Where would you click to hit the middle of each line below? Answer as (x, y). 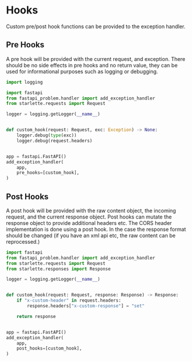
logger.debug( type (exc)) (47, 135)
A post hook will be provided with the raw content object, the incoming (91, 210)
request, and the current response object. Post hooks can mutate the (89, 217)
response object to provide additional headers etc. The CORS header (89, 223)
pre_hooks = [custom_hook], (48, 173)
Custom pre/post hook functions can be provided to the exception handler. (96, 26)
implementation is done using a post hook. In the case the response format (96, 229)
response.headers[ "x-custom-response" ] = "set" (86, 306)
